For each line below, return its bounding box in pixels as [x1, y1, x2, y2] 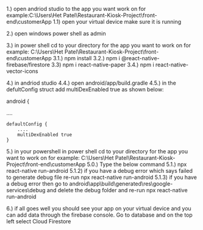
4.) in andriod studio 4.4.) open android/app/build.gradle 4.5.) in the [6, 79, 177, 86]
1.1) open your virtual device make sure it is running [52, 18, 182, 25]
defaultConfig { [6, 121, 48, 127]
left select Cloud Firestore [6, 218, 71, 225]
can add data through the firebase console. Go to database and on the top [6, 211, 193, 218]
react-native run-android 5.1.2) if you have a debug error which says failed [6, 167, 193, 174]
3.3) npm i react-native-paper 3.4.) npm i [51, 61, 154, 68]
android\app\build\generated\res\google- [69, 180, 173, 187]
